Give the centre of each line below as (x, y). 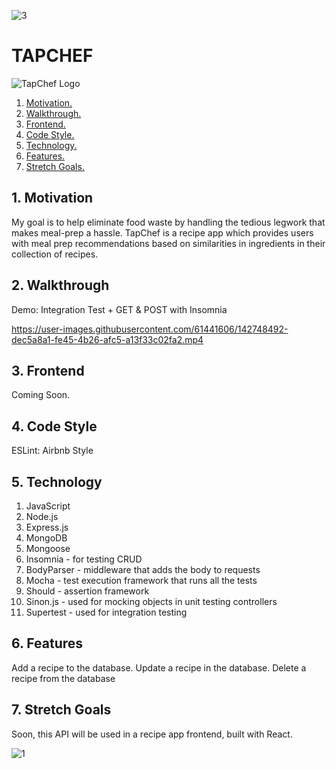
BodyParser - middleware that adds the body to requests (143, 569)
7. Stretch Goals (61, 710)
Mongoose (48, 548)
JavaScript (48, 506)
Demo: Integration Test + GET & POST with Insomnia (119, 309)
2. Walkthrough (60, 285)
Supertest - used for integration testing (106, 612)
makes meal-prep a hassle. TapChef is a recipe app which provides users (162, 232)
